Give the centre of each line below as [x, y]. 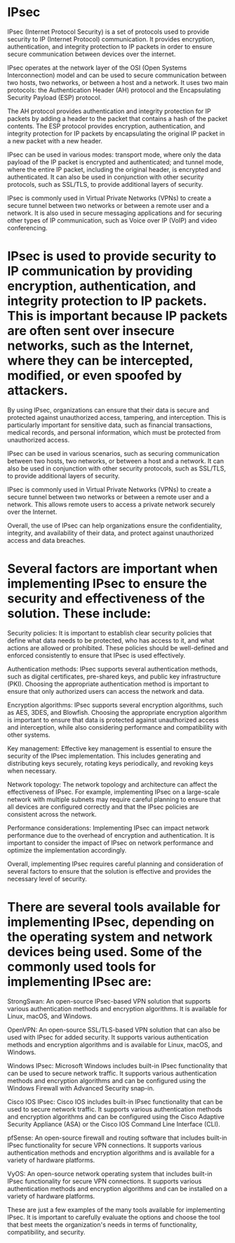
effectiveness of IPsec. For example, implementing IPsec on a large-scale [113, 791]
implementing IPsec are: [80, 982]
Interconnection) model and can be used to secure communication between [117, 75]
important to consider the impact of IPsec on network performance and [110, 843]
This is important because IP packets [117, 316]
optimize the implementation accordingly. [67, 850]
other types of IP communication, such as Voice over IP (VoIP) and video [112, 220]
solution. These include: [79, 613]
